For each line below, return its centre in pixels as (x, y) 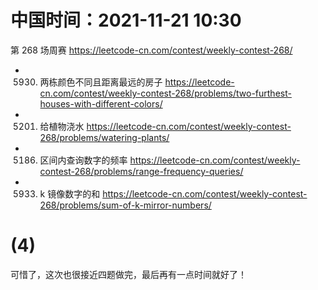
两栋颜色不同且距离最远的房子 (101, 82)
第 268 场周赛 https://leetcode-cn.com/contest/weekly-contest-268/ (151, 50)
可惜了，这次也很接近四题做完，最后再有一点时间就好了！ (128, 274)
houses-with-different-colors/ (101, 103)
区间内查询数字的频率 (83, 160)
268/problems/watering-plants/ (104, 137)
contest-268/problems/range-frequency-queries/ (141, 171)
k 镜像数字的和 (70, 193)
